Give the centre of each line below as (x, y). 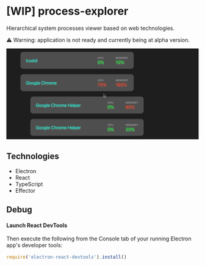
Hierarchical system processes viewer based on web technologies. (91, 28)
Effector (25, 190)
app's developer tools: (34, 245)
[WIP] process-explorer (67, 11)
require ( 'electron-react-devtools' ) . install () (67, 257)
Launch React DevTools (37, 225)
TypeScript (29, 184)
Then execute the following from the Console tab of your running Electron (99, 239)
